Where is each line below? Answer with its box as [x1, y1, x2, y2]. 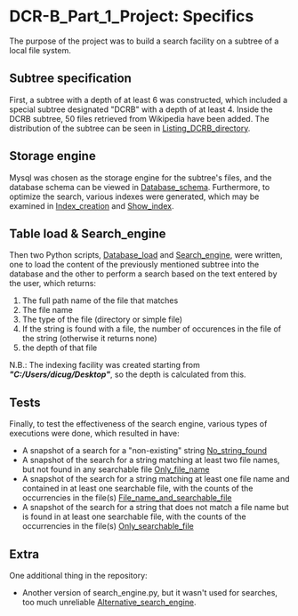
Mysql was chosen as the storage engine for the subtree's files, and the [9, 172, 272, 183]
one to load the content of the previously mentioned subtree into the [9, 260, 260, 270]
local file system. [9, 44, 71, 55]
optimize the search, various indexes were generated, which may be [9, 191, 260, 202]
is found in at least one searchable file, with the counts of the [21, 511, 246, 522]
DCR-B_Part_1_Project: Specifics [9, 6, 254, 27]
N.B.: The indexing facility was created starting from [9, 360, 200, 371]
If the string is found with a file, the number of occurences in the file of [21, 324, 282, 334]
